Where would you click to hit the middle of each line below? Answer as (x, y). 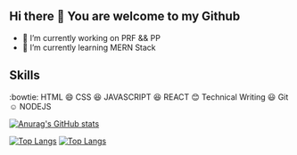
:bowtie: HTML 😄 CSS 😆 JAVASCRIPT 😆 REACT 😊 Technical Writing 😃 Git (149, 97)
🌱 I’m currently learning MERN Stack (89, 47)
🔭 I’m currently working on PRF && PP (91, 37)
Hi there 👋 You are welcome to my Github (125, 16)
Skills (25, 75)
